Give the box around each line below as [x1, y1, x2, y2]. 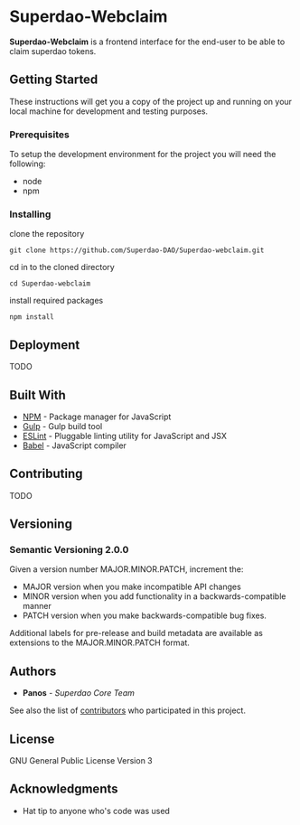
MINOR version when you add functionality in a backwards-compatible [22, 591, 286, 602]
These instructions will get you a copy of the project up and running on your [9, 96, 292, 107]
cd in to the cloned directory [9, 262, 115, 273]
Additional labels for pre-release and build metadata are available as [9, 628, 264, 639]
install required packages [9, 295, 104, 306]
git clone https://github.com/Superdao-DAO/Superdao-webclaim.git [9, 246, 265, 255]
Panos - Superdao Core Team [22, 688, 136, 698]
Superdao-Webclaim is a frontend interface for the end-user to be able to [9, 36, 286, 47]
